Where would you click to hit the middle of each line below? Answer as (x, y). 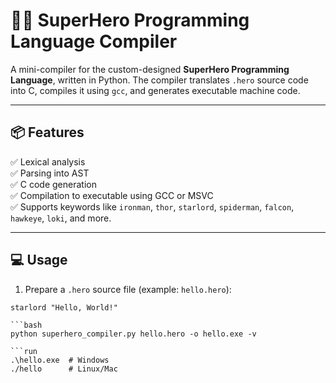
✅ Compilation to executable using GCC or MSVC (112, 195)
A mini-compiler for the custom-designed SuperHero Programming (150, 69)
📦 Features (47, 132)
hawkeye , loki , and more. (61, 218)
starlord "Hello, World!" (64, 307)
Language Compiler (94, 41)
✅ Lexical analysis (48, 161)
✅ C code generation (53, 184)
